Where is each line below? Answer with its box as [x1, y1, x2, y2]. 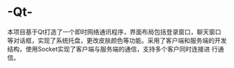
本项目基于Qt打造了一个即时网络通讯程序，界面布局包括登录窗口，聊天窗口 [7, 27, 221, 36]
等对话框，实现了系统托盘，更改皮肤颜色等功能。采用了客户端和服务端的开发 [7, 36, 227, 45]
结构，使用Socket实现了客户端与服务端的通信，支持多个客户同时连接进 [7, 45, 210, 53]
